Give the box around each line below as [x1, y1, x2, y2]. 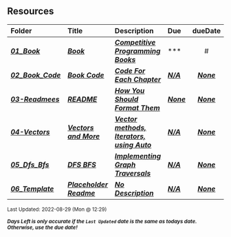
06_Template [10, 184, 54, 194]
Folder [10, 25, 32, 35]
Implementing [114, 151, 162, 161]
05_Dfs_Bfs [10, 160, 49, 169]
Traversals [114, 168, 151, 178]
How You [114, 85, 145, 95]
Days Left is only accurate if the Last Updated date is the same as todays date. [7, 218, 197, 225]
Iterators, [114, 131, 146, 141]
